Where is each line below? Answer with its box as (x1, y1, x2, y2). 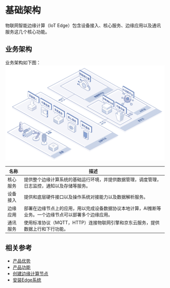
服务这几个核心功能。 (5, 28, 50, 34)
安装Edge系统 (12, 277, 41, 283)
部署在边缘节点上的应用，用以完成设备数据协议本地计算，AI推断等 (24, 205, 161, 211)
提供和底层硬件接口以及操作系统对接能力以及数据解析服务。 (24, 194, 148, 200)
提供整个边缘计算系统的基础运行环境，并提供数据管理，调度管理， (24, 176, 162, 183)
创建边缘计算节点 (12, 271, 49, 277)
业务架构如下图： (5, 59, 41, 65)
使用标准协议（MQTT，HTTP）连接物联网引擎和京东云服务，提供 (24, 219, 160, 226)
